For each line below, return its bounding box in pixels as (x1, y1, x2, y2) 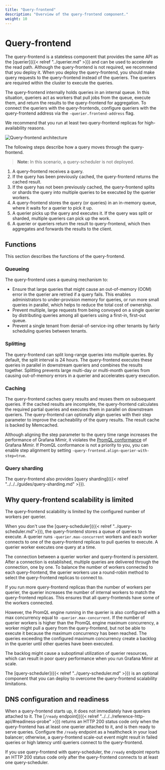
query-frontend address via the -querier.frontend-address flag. (5, 110, 135, 116)
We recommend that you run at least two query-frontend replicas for (5, 120, 144, 126)
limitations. (5, 681, 27, 687)
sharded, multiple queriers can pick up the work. (12, 216, 110, 221)
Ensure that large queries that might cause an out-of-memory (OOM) (12, 286, 152, 292)
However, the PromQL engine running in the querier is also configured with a (5, 610, 160, 616)
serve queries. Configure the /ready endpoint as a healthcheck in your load (5, 729, 157, 735)
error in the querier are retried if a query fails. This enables (12, 291, 131, 298)
